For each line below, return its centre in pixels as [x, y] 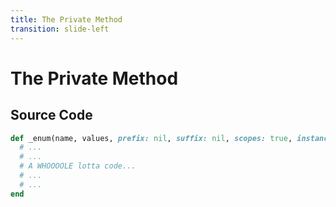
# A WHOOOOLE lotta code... [78, 166]
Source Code [51, 115]
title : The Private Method [66, 19]
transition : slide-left [60, 29]
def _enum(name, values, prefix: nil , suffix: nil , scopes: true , [151, 138]
